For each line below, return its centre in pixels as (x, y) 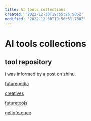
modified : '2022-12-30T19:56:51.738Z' (45, 19)
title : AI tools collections (35, 10)
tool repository (29, 62)
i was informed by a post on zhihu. (41, 74)
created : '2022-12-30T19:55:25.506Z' (44, 14)
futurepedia (17, 84)
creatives (15, 93)
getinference (18, 113)
